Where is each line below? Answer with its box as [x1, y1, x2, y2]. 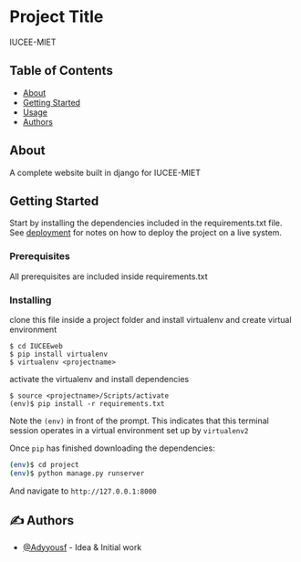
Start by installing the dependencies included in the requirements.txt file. [9, 217, 283, 229]
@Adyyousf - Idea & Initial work [22, 541, 142, 553]
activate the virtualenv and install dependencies [9, 373, 190, 384]
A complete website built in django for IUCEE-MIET [9, 167, 202, 178]
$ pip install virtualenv [9, 349, 108, 359]
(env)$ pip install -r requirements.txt [9, 399, 166, 408]
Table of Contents [9, 63, 114, 78]
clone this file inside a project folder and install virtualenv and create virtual [9, 314, 292, 325]
